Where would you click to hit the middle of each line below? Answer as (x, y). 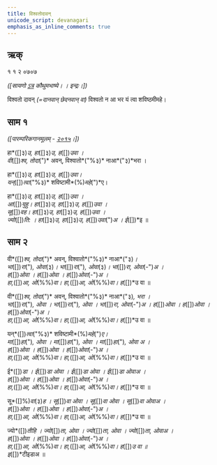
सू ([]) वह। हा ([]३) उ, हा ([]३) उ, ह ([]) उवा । (57, 212)
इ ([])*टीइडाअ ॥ (26, 454)
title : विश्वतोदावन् (29, 14)
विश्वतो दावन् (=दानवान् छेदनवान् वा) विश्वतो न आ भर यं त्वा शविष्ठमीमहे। (87, 100)
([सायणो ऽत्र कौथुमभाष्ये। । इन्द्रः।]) (47, 86)
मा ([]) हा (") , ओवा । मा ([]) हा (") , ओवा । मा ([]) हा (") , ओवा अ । (79, 342)
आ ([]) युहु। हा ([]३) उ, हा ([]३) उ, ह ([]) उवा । (58, 204)
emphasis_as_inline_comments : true (59, 26)
